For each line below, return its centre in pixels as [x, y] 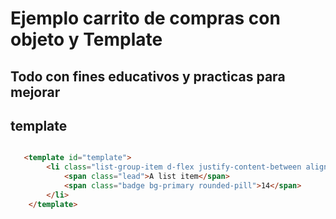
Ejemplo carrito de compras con [145, 18]
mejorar [35, 92]
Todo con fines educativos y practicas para [148, 76]
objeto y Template [86, 39]
